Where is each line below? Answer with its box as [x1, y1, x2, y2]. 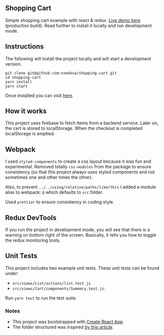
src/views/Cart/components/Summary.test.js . [12, 285, 106, 291]
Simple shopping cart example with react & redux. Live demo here [5, 17, 141, 23]
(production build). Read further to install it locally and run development [5, 22, 152, 28]
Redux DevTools [5, 213, 57, 222]
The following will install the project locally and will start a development [5, 55, 152, 61]
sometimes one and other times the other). [5, 174, 93, 180]
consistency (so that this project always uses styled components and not [5, 169, 155, 175]
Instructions [5, 42, 44, 51]
